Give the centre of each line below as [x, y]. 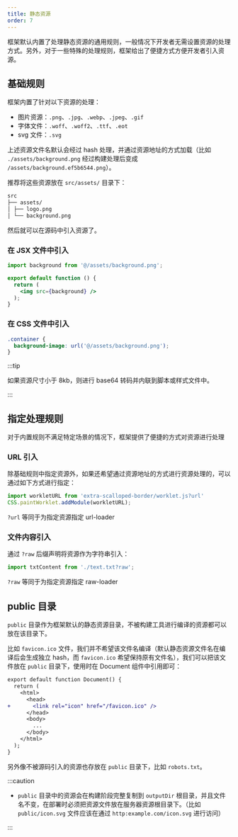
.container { [27, 339]
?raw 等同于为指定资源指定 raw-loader [63, 582]
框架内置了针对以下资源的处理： [54, 102]
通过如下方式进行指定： [41, 483]
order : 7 [20, 21]
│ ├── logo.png [30, 210]
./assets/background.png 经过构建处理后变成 [73, 159]
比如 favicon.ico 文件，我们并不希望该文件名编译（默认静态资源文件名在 [113, 649]
